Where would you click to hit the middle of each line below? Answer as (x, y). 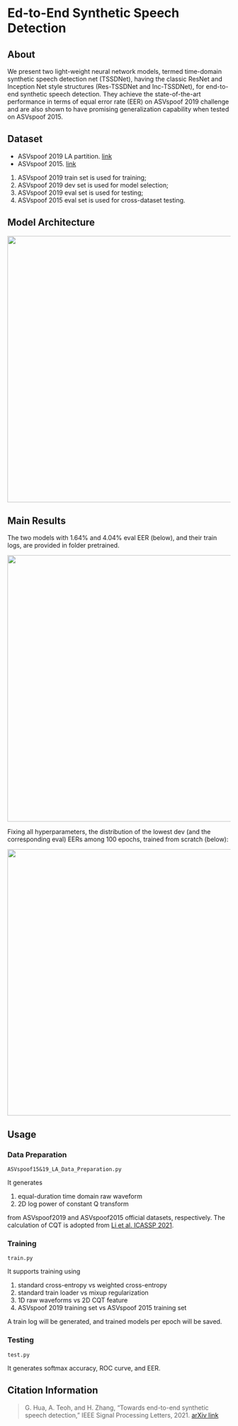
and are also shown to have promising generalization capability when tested (118, 109)
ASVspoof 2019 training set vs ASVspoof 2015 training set (102, 1308)
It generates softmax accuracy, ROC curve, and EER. (84, 1368)
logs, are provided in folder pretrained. (63, 546)
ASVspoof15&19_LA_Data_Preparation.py (64, 1170)
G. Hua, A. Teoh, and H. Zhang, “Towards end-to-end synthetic (117, 1408)
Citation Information (53, 1390)
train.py (20, 1258)
